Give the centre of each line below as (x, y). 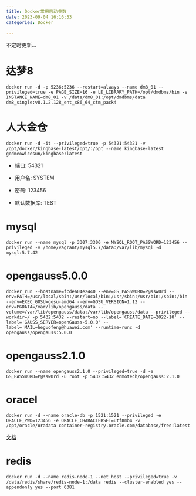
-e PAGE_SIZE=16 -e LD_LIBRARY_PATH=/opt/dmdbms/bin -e (118, 92)
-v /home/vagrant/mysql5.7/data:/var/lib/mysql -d (98, 248)
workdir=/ (18, 317)
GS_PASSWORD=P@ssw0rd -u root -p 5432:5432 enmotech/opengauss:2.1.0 (93, 376)
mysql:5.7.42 (22, 253)
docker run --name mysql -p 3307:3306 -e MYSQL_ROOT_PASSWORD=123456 (93, 243)
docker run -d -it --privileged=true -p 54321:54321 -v (76, 144)
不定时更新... (21, 45)
